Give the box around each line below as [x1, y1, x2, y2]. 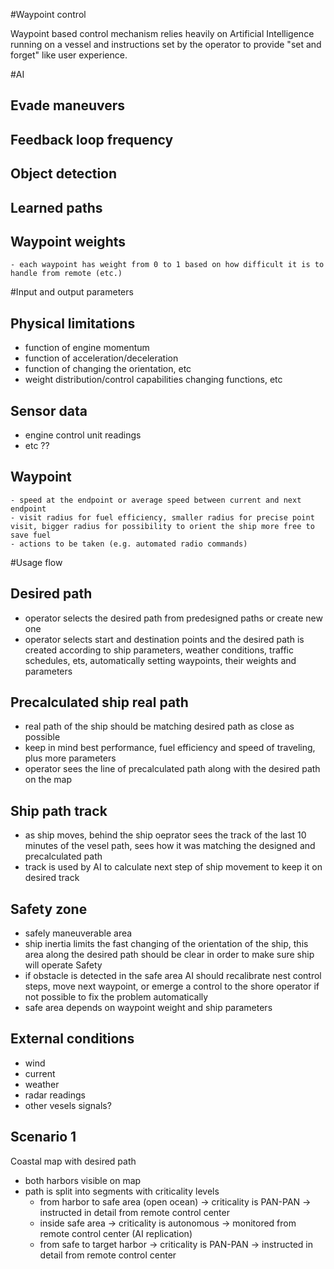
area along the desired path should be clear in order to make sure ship [24, 949, 315, 961]
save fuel [10, 530, 52, 540]
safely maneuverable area [24, 927, 133, 939]
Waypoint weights [10, 233, 127, 250]
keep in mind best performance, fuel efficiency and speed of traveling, [24, 742, 316, 754]
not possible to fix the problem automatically [24, 991, 209, 1003]
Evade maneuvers [10, 97, 126, 114]
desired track [24, 872, 80, 884]
